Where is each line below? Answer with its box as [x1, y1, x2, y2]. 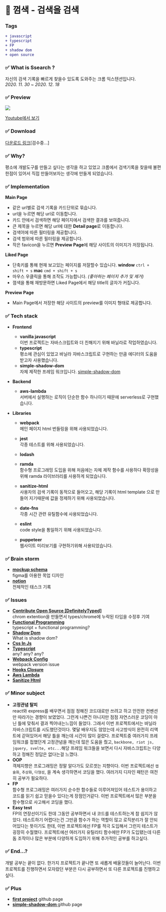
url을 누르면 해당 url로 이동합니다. [12, 211, 78, 217]
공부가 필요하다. [17, 775, 49, 781]
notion [12, 578, 26, 584]
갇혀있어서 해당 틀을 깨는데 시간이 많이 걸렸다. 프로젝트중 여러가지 [21, 732, 149, 738]
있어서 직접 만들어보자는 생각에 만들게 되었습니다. [18, 171, 114, 177]
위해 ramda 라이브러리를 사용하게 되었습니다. [19, 473, 108, 479]
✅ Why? [5, 152, 25, 159]
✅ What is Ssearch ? [5, 64, 55, 71]
